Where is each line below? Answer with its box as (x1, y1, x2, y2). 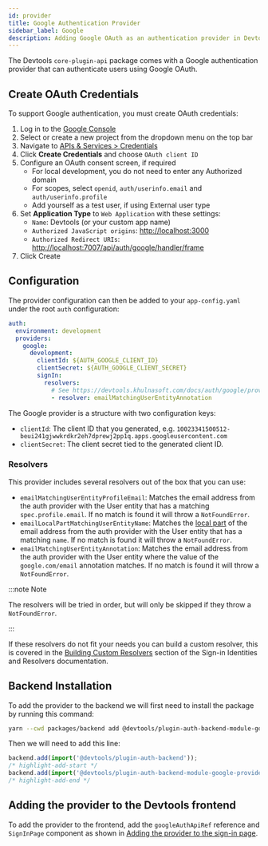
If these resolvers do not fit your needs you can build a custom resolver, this (8, 639, 258, 649)
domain (31, 175, 57, 184)
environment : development (15, 326, 102, 335)
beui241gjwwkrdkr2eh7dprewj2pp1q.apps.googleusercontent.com (19, 432, 228, 440)
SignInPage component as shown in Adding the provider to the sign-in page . (8, 828, 258, 838)
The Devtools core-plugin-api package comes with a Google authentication (8, 56, 258, 65)
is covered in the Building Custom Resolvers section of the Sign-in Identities (8, 647, 258, 657)
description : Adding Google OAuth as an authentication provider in (8, 34, 241, 42)
